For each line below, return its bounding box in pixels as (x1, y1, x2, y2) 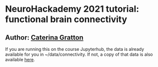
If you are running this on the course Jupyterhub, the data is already (5, 46, 145, 52)
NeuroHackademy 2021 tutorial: (5, 3, 140, 15)
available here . (5, 57, 35, 62)
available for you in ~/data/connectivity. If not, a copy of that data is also (5, 51, 153, 57)
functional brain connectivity (5, 14, 127, 25)
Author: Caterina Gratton (5, 33, 84, 42)
